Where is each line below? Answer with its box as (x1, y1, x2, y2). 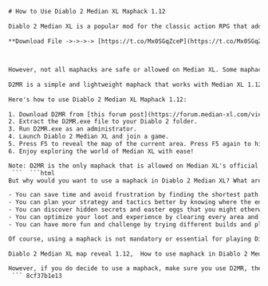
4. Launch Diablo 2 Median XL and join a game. (8, 132, 170, 141)
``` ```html (11, 169, 56, 177)
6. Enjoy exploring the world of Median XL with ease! (8, 147, 195, 155)
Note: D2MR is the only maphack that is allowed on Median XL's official (8, 162, 259, 170)
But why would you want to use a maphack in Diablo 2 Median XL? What (8, 176, 248, 185)
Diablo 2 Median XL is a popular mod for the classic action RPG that (8, 22, 248, 30)
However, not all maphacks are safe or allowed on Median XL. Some (8, 66, 238, 74)
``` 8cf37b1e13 (11, 272, 62, 280)
